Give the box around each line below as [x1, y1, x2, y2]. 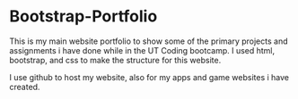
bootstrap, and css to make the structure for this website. [9, 54, 222, 65]
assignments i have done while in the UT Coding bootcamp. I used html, [9, 45, 276, 55]
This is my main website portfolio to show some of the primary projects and [9, 36, 288, 46]
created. [9, 81, 40, 92]
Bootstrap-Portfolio [9, 6, 158, 27]
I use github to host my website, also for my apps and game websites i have [9, 71, 290, 82]
